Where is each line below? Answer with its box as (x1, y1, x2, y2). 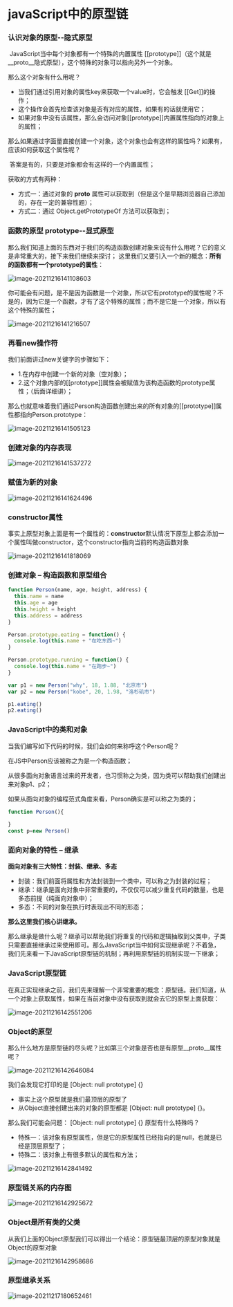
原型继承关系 (8, 1275, 51, 1285)
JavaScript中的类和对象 (8, 725, 88, 734)
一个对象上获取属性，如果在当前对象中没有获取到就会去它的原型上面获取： (8, 994, 220, 1003)
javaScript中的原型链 (8, 6, 129, 22)
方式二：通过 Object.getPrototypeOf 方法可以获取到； (17, 207, 171, 215)
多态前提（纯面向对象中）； (17, 894, 94, 902)
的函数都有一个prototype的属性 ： (8, 260, 104, 268)
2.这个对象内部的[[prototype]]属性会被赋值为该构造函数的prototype (17, 378, 209, 387)
